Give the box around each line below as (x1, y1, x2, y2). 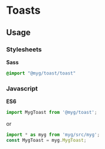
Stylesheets (6, 45, 42, 54)
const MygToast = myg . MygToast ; (6, 137, 87, 143)
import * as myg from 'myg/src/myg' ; (6, 132, 100, 138)
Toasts (6, 4, 41, 17)
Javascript (6, 84, 38, 92)
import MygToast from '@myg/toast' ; (6, 110, 97, 116)
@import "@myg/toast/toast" (6, 70, 76, 76)
